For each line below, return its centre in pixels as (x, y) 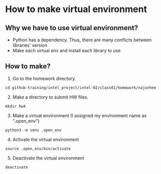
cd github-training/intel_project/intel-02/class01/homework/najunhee (81, 88)
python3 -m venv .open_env (33, 130)
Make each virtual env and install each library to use (66, 51)
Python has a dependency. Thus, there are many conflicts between (82, 40)
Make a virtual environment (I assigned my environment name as (79, 115)
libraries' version (30, 45)
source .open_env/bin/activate (38, 149)
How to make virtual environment (76, 9)
